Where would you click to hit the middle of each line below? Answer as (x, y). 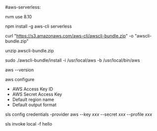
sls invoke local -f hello (29, 124)
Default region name (33, 99)
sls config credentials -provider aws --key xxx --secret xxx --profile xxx (79, 114)
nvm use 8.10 (19, 17)
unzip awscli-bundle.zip (30, 51)
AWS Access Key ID (33, 89)
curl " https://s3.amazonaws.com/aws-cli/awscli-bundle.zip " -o (69, 36)
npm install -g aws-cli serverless (38, 26)
